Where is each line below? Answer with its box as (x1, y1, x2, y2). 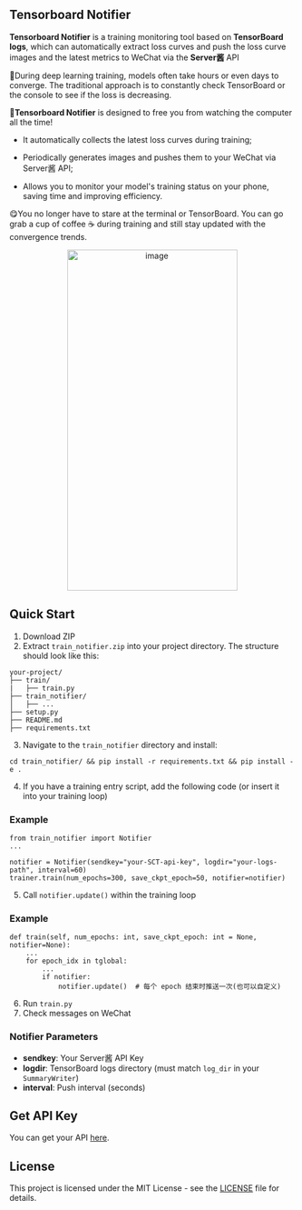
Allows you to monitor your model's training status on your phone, (22, 181, 269, 192)
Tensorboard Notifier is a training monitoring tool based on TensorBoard (9, 31, 284, 42)
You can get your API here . (9, 1132, 110, 1144)
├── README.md (9, 715, 63, 725)
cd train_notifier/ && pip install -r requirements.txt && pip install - (9, 756, 295, 766)
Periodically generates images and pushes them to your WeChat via (22, 152, 277, 163)
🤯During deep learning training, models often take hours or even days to (9, 70, 279, 81)
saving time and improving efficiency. (22, 190, 163, 201)
